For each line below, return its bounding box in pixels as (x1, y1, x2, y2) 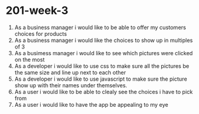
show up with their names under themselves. (14, 81, 127, 89)
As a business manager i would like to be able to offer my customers (14, 24, 186, 31)
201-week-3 (5, 4, 69, 18)
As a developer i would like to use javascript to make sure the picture (14, 75, 187, 82)
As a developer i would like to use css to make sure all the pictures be (14, 62, 189, 70)
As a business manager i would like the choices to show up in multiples (14, 36, 193, 44)
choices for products (14, 30, 68, 37)
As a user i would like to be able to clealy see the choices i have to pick (14, 88, 193, 95)
